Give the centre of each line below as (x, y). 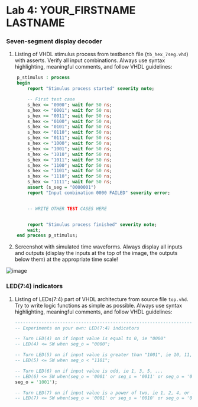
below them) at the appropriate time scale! (66, 259)
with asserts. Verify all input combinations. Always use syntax (90, 60)
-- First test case (51, 99)
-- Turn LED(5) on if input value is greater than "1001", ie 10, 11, (103, 355)
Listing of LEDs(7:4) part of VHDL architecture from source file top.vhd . (101, 299)
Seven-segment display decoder (54, 41)
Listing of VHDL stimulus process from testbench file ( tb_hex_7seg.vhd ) (101, 54)
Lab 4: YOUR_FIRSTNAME (71, 10)
